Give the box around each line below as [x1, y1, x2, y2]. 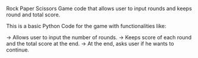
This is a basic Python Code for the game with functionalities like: [6, 23, 166, 29]
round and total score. [6, 11, 61, 18]
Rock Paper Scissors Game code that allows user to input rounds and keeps [6, 5, 192, 12]
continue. [6, 46, 30, 53]
